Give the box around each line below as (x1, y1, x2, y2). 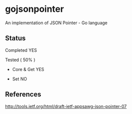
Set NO (12, 76, 27, 82)
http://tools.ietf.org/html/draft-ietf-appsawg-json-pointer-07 (5, 103, 127, 109)
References (5, 90, 41, 99)
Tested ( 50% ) (5, 57, 35, 63)
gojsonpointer (5, 3, 64, 15)
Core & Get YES (12, 66, 44, 72)
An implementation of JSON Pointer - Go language (5, 20, 107, 26)
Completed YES (5, 47, 37, 53)
